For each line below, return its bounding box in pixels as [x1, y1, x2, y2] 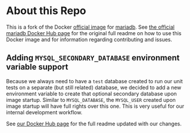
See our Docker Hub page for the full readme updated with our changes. [6, 120, 182, 127]
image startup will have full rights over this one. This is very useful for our [6, 103, 184, 110]
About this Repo [6, 4, 86, 18]
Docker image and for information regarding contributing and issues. [6, 36, 172, 43]
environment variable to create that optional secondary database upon [6, 90, 177, 97]
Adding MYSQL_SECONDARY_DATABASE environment [6, 53, 180, 63]
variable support [6, 62, 69, 72]
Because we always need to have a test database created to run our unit [6, 77, 184, 84]
